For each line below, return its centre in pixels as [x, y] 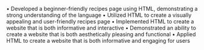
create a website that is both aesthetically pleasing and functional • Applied [101, 34]
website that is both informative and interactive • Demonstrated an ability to [101, 28]
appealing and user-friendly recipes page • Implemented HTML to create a [100, 21]
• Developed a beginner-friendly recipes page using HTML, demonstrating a [102, 9]
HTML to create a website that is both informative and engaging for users [98, 41]
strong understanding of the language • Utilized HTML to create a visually [99, 15]
